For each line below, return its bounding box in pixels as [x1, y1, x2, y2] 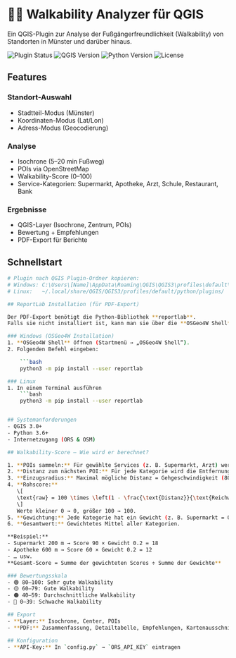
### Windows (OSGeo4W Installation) [7, 333, 114, 340]
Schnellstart [7, 256, 63, 268]
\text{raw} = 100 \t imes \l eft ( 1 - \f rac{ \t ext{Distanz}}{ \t [16, 494, 199, 501]
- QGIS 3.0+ [7, 423, 42, 430]
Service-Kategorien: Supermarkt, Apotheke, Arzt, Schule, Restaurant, [17, 179, 219, 188]
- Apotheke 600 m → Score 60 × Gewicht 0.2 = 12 [7, 547, 152, 554]
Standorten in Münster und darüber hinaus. [7, 37, 132, 45]
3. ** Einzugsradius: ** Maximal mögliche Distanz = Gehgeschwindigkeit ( [7, 475, 225, 482]
